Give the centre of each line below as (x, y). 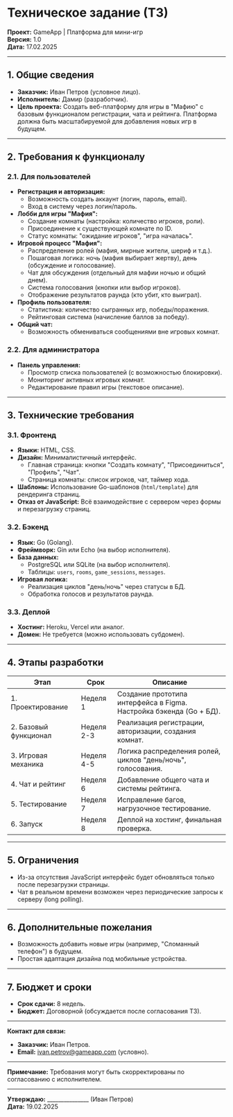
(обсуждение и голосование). (72, 266)
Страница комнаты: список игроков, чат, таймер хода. (109, 479)
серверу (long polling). (50, 899)
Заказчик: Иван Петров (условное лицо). (79, 92)
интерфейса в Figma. (152, 702)
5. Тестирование (39, 804)
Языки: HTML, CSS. (46, 450)
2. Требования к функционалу (76, 157)
